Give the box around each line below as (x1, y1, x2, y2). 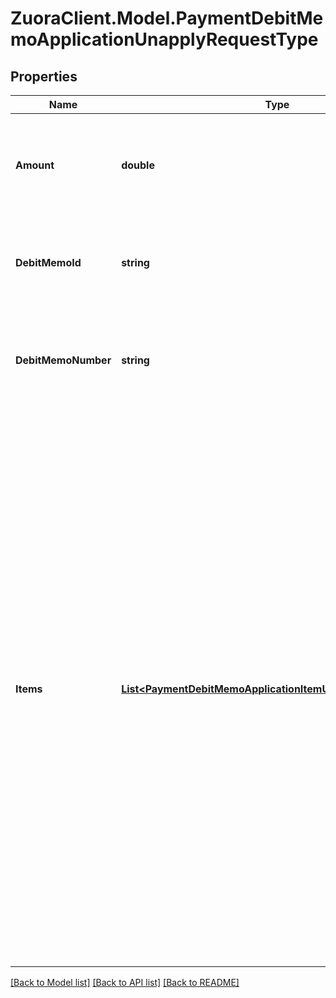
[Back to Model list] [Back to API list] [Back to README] (10, 977, 240, 988)
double (121, 158, 155, 172)
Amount (15, 158, 55, 172)
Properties (10, 68, 78, 85)
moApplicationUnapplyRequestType (10, 28, 319, 51)
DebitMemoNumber (15, 353, 112, 367)
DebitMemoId (15, 256, 82, 269)
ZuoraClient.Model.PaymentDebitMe (10, 7, 324, 30)
